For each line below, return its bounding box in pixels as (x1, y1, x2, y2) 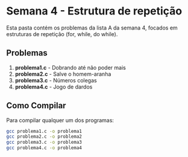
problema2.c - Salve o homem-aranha (14, 70, 111, 78)
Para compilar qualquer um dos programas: (6, 116, 114, 124)
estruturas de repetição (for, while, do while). (6, 30, 118, 37)
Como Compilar (6, 100, 66, 111)
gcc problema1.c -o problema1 (6, 128, 83, 134)
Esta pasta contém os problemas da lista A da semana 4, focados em (6, 24, 178, 31)
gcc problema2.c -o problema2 (6, 134, 83, 140)
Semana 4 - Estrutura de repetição (6, 4, 183, 18)
